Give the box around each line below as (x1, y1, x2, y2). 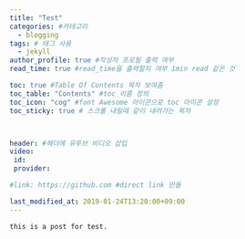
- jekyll (17, 47, 51, 57)
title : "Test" (9, 13, 64, 23)
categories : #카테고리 (9, 22, 88, 31)
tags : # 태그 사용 (9, 38, 72, 48)
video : (9, 147, 35, 156)
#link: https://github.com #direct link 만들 (9, 181, 182, 190)
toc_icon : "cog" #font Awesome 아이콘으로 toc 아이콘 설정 (9, 98, 219, 107)
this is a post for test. (9, 222, 107, 231)
